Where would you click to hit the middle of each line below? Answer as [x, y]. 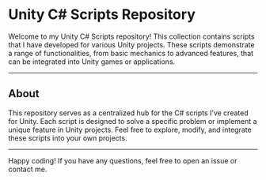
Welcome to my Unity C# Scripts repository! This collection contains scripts [131, 36]
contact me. [28, 169]
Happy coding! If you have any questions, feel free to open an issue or [123, 160]
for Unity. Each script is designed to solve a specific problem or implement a [133, 121]
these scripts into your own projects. [68, 138]
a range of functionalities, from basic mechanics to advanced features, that [131, 53]
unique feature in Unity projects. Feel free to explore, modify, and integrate [130, 129]
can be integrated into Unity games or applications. [92, 62]
